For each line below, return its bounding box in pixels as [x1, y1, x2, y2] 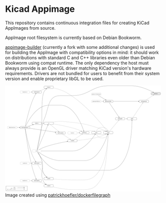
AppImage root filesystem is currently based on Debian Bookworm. [5, 35, 142, 41]
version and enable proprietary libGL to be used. [5, 76, 104, 81]
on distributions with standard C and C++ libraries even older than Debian [5, 54, 156, 60]
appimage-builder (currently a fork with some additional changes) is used [5, 44, 155, 50]
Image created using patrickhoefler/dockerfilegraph [5, 192, 111, 198]
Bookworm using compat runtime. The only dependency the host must [5, 60, 149, 66]
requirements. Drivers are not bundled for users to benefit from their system [5, 70, 160, 76]
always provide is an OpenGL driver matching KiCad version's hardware [5, 65, 152, 71]
